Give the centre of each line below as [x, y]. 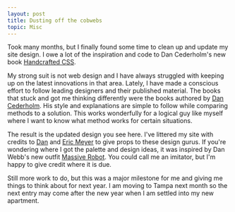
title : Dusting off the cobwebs [55, 20]
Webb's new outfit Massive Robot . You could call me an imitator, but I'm [112, 157]
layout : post [26, 14]
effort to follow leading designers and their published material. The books [114, 91]
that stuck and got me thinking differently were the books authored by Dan [116, 98]
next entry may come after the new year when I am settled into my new [110, 193]
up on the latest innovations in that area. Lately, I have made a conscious [113, 83]
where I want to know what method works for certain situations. [100, 121]
